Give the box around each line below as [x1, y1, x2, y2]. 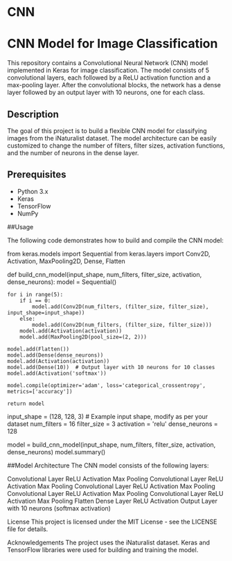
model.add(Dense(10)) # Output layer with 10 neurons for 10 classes [7, 364, 215, 371]
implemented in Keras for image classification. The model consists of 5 [7, 66, 210, 75]
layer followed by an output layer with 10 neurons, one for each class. [7, 88, 206, 97]
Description [7, 108, 59, 120]
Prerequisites [7, 169, 66, 181]
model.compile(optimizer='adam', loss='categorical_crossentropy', [7, 382, 206, 389]
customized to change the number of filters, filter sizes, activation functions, [7, 141, 225, 150]
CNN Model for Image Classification [7, 36, 218, 52]
